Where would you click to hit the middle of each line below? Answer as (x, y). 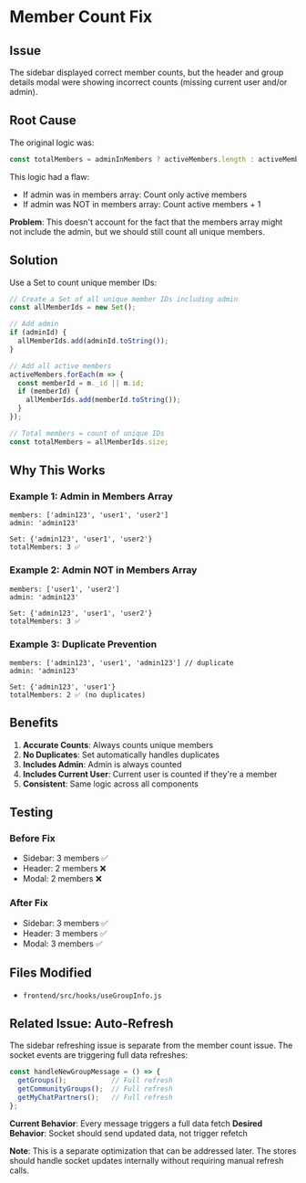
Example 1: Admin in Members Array (91, 496)
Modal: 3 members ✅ (62, 944)
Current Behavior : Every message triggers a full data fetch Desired (136, 1123)
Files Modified (51, 973)
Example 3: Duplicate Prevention (83, 644)
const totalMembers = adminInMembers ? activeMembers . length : (132, 159)
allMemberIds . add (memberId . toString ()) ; (103, 400)
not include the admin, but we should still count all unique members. (138, 231)
